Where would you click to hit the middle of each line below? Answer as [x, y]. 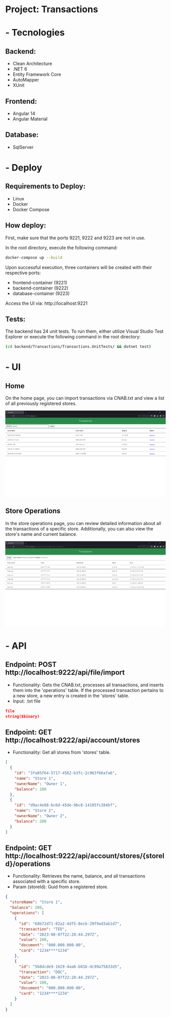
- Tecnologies [35, 33]
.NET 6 [20, 69]
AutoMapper [26, 80]
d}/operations [28, 864]
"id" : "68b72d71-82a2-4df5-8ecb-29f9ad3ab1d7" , [70, 924]
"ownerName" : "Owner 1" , [41, 784]
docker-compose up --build [34, 257]
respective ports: [23, 273]
